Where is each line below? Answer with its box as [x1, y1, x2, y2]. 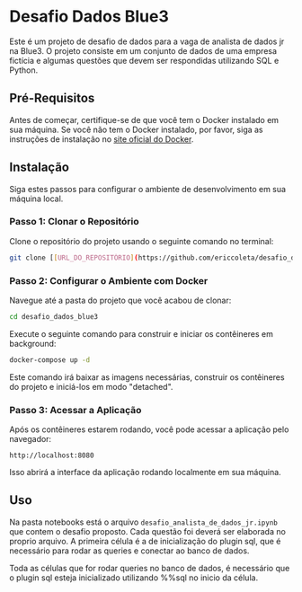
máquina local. [9, 193, 64, 204]
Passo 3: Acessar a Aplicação [9, 403, 142, 416]
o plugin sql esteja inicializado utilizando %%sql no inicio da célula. [9, 572, 259, 583]
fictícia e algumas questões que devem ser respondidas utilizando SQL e [9, 55, 280, 66]
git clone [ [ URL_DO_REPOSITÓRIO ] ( [9, 253, 139, 262]
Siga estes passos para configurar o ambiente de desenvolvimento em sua [9, 183, 286, 194]
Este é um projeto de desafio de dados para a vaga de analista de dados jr [9, 36, 285, 47]
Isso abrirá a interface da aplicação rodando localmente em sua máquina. [9, 467, 281, 478]
